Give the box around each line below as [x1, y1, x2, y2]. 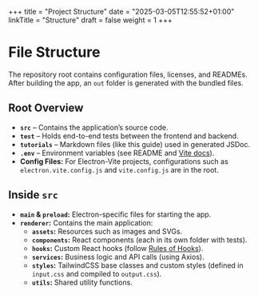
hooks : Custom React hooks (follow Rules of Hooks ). [31, 243, 204, 253]
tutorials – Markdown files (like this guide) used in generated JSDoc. [19, 139, 250, 149]
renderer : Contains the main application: [19, 217, 153, 227]
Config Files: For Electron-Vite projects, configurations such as [19, 156, 229, 166]
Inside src [8, 188, 58, 202]
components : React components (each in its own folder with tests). [31, 235, 248, 245]
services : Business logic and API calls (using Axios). [31, 252, 205, 261]
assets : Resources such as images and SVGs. [31, 226, 183, 236]
